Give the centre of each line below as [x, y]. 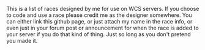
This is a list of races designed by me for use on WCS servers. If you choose [103, 9]
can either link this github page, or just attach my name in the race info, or [99, 21]
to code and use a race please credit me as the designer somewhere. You [99, 15]
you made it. [22, 41]
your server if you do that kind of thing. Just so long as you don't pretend [99, 34]
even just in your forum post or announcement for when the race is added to [102, 28]
